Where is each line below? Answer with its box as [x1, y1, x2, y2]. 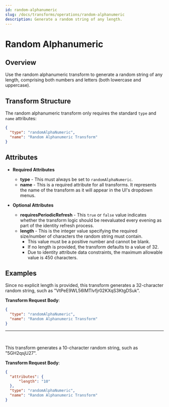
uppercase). [5, 82, 31, 88]
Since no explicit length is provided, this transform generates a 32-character [5, 282, 163, 288]
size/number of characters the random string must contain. [20, 233, 143, 239]
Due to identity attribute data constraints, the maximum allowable [27, 249, 163, 255]
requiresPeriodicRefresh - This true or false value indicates [20, 212, 147, 218]
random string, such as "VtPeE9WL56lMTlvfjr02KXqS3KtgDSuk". [5, 287, 140, 294]
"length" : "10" [18, 379, 51, 384]
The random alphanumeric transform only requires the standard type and [5, 110, 157, 116]
